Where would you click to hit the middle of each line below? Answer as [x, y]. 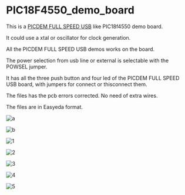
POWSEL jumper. [27, 66]
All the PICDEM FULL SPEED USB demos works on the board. [80, 49]
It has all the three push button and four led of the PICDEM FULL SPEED [93, 78]
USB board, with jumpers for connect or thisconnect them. [77, 84]
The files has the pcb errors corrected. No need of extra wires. [82, 95]
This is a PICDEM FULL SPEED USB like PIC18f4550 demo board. [85, 26]
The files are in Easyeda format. [45, 107]
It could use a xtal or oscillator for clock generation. [68, 37]
